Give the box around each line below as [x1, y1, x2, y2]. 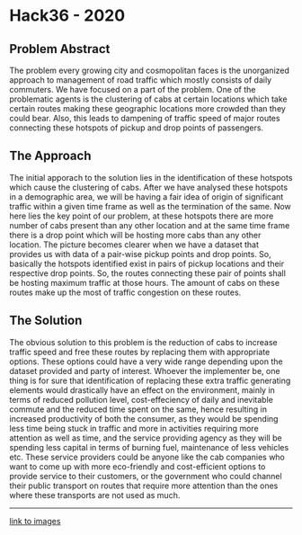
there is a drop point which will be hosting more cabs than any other [9, 229, 262, 240]
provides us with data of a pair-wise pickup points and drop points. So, [9, 248, 271, 259]
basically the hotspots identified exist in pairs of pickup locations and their [9, 258, 285, 269]
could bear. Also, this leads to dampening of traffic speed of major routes [9, 113, 280, 123]
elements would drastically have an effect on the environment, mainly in [9, 384, 276, 396]
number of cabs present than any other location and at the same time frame [9, 219, 290, 230]
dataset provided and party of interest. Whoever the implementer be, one [9, 365, 280, 376]
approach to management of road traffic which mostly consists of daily [9, 75, 272, 85]
